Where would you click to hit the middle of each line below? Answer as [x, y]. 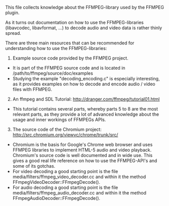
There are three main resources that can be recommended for [70, 43]
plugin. [12, 13]
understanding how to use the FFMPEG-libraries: [56, 48]
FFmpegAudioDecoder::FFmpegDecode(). [56, 198]
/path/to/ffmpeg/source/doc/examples [53, 73]
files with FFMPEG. [32, 89]
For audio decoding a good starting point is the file [65, 187]
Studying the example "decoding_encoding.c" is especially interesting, [86, 79]
